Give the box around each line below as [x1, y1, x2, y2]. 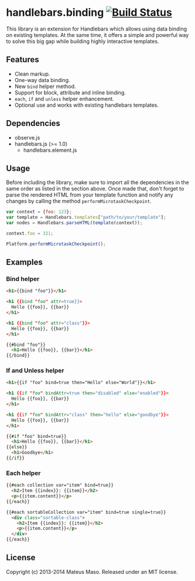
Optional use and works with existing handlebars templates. [14, 101, 159, 108]
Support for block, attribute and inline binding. [14, 89, 126, 96]
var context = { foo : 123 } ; [6, 209, 72, 215]
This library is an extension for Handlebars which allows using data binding [6, 25, 187, 32]
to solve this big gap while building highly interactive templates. [6, 38, 159, 45]
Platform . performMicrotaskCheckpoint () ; [6, 241, 107, 247]
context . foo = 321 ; [6, 230, 54, 236]
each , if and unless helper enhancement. [14, 95, 114, 102]
